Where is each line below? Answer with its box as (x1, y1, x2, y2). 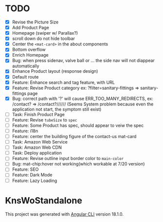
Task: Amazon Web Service (12, 139, 68, 145)
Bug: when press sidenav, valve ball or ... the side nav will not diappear (12, 58, 155, 63)
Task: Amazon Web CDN (12, 144, 62, 150)
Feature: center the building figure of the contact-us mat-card (12, 134, 137, 139)
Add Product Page (12, 25, 49, 30)
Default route (12, 74, 39, 80)
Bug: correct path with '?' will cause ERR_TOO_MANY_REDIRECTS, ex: (12, 96, 154, 101)
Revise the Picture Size (12, 19, 59, 25)
